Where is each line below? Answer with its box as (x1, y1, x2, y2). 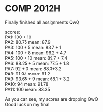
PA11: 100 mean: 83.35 (5, 86, 51, 92)
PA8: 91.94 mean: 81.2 (5, 71, 50, 76)
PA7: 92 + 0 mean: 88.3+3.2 (5, 65, 62, 72)
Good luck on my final (5, 101, 50, 107)
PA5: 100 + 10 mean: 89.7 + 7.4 (5, 55, 68, 61)
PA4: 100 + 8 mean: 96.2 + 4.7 (5, 50, 67, 56)
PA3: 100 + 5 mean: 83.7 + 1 (5, 44, 62, 50)
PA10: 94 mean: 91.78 (5, 81, 49, 87)
